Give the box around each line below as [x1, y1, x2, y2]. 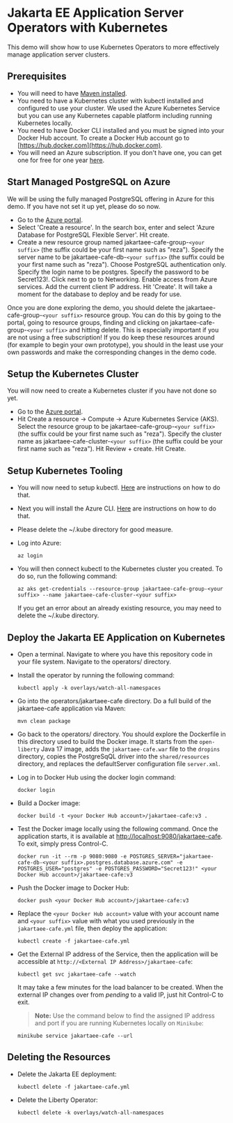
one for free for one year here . [17, 156, 105, 164]
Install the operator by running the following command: [17, 671, 175, 679]
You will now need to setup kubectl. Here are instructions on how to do [17, 483, 220, 492]
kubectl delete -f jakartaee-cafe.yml [17, 1083, 130, 1090]
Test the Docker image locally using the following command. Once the [17, 825, 218, 832]
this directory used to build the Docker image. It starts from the [17, 737, 198, 745]
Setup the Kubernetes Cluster [7, 368, 139, 380]
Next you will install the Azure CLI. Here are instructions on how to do [17, 504, 217, 513]
